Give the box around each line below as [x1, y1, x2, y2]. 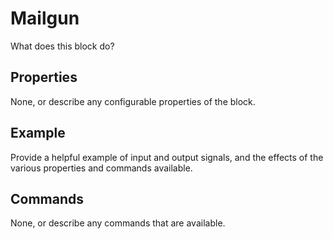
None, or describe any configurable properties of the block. [10, 95, 256, 107]
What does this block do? [10, 40, 115, 52]
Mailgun [10, 7, 80, 30]
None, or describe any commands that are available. [10, 217, 226, 229]
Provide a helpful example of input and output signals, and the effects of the [10, 151, 324, 163]
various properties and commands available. [10, 162, 193, 174]
